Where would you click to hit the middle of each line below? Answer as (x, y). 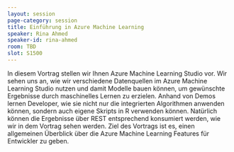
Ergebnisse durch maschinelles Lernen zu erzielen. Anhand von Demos (112, 95)
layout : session (31, 14)
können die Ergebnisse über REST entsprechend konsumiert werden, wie (114, 118)
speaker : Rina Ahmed (38, 34)
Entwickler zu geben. (38, 141)
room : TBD (22, 47)
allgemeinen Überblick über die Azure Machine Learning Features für (108, 133)
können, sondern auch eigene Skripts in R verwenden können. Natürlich (112, 111)
